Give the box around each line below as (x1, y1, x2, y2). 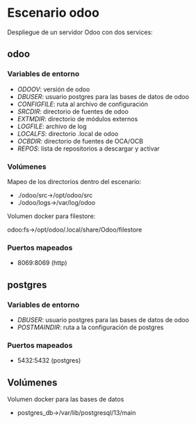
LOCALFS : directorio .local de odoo (17, 129, 119, 137)
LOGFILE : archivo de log (17, 122, 87, 130)
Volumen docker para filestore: (7, 211, 96, 220)
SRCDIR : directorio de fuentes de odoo (17, 107, 129, 116)
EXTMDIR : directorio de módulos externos (17, 114, 138, 123)
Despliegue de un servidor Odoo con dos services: (7, 28, 153, 36)
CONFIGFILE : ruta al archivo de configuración (17, 100, 148, 108)
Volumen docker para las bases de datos (7, 395, 124, 404)
